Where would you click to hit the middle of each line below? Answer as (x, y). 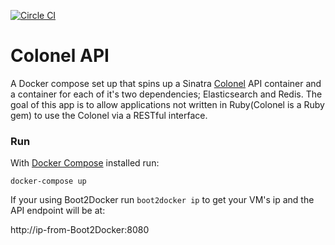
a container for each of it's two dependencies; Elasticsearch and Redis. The (166, 94)
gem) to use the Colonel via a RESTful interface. (109, 115)
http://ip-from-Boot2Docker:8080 (80, 230)
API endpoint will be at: (58, 211)
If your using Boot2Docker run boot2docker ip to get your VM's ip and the (162, 200)
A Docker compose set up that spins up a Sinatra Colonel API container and (166, 83)
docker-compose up (48, 181)
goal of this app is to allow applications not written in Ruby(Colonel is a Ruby (167, 104)
